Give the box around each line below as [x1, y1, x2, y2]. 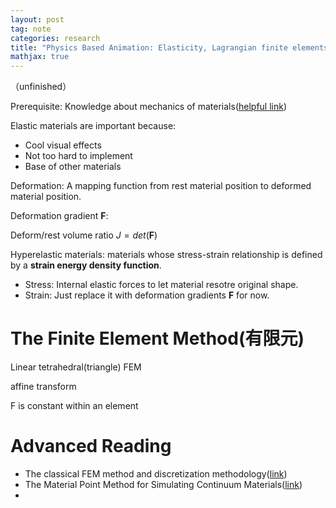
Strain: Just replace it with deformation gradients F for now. [24, 289, 270, 301]
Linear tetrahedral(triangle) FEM [10, 361, 142, 373]
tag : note [10, 24, 52, 34]
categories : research [10, 33, 101, 43]
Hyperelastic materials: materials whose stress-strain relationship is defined [10, 249, 323, 261]
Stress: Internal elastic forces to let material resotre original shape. [24, 279, 299, 291]
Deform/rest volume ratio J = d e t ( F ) [10, 229, 158, 241]
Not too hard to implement [24, 150, 133, 162]
